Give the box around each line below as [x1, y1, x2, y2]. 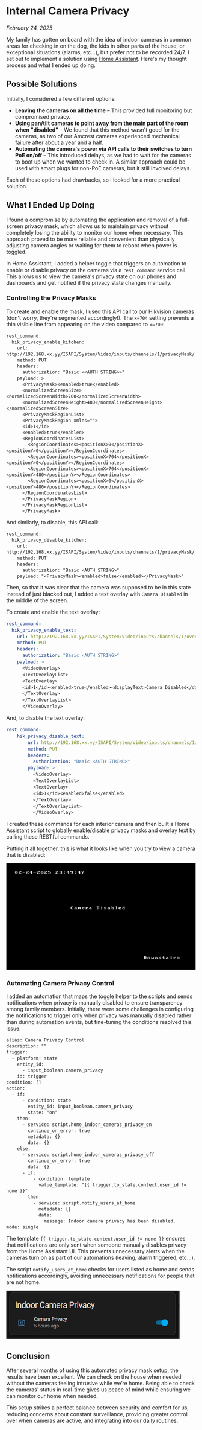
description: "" [6, 1043, 47, 1049]
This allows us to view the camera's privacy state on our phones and [6, 273, 176, 280]
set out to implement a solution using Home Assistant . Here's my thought [6, 55, 188, 62]
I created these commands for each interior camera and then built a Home [6, 821, 190, 828]
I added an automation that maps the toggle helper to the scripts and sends [6, 993, 193, 1000]
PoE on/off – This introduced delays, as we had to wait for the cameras [14, 151, 191, 159]
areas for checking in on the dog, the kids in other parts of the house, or [6, 42, 185, 49]
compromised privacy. [14, 113, 71, 120]
